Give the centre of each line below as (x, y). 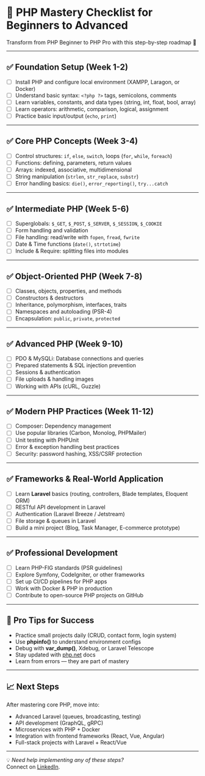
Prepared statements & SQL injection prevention (75, 365)
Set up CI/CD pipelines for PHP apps (61, 581)
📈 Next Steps (33, 687)
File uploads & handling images (54, 379)
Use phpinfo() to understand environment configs (78, 641)
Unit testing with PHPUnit (47, 440)
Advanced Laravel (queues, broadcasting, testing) (78, 716)
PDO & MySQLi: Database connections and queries (79, 359)
